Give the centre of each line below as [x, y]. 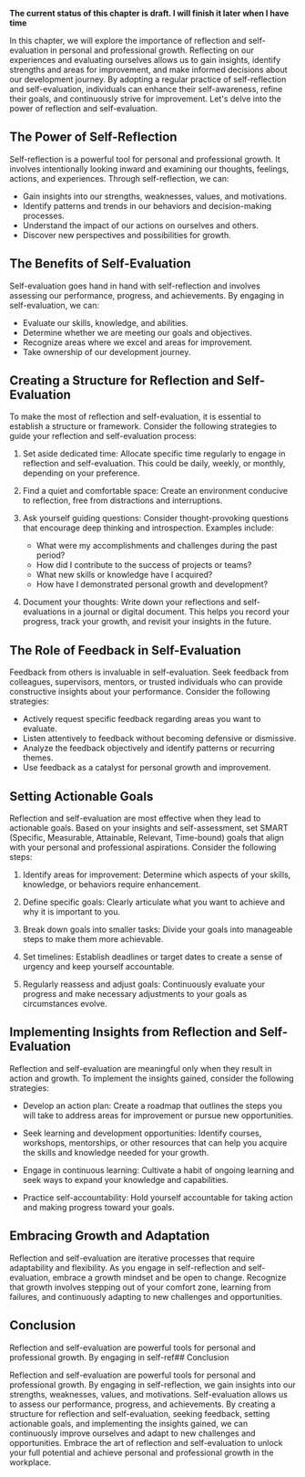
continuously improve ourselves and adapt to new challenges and [133, 1433]
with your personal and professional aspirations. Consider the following [143, 847]
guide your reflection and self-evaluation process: [103, 436]
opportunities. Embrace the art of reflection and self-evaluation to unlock [147, 1442]
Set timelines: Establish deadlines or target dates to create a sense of [152, 957]
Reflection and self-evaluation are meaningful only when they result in [141, 1068]
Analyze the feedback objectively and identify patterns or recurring [148, 749]
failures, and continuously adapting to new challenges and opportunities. [146, 1296]
